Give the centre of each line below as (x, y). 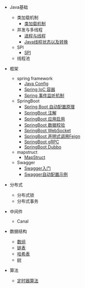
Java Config (36, 84)
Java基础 (19, 7)
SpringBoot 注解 (40, 113)
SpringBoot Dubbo (43, 147)
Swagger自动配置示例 (46, 174)
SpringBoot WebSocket (48, 130)
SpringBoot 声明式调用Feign (52, 136)
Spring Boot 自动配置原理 (50, 107)
